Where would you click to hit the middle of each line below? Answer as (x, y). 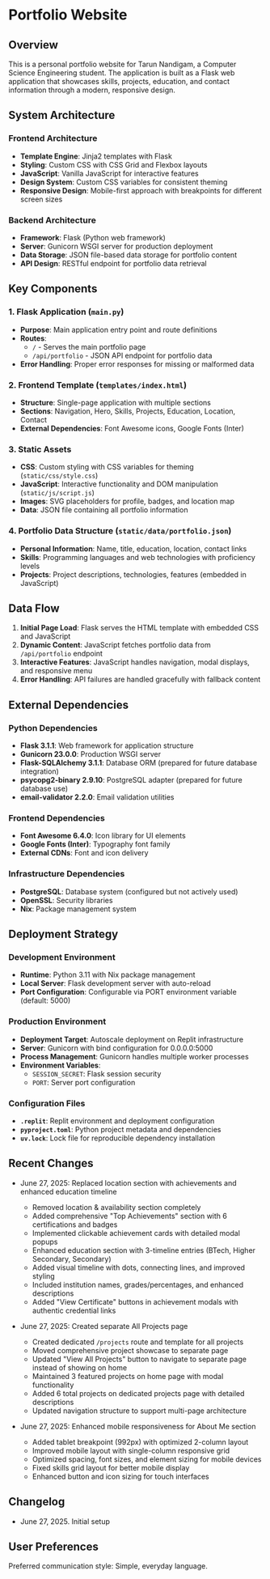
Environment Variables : (60, 1065)
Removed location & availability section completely (116, 1207)
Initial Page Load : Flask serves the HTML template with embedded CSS (139, 628)
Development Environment (62, 957)
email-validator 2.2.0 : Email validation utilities (97, 797)
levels (30, 566)
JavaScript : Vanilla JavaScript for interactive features (110, 173)
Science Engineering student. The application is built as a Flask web (122, 73)
